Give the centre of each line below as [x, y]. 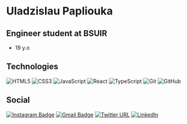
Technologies [32, 67]
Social [18, 100]
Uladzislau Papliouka [60, 11]
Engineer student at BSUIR [57, 33]
